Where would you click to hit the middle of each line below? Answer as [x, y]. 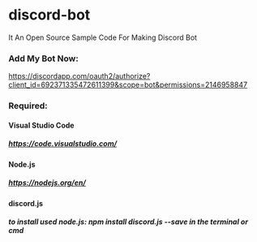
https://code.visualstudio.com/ [63, 144]
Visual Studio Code [41, 125]
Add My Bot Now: [43, 58]
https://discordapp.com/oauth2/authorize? [79, 76]
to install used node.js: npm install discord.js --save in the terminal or [128, 222]
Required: [28, 106]
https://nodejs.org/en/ [47, 183]
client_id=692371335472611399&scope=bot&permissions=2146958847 [128, 85]
